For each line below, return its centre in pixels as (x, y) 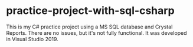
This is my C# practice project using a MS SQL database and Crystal (89, 27)
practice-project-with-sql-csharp (91, 11)
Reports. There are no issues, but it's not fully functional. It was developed (97, 32)
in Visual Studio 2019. (32, 39)
